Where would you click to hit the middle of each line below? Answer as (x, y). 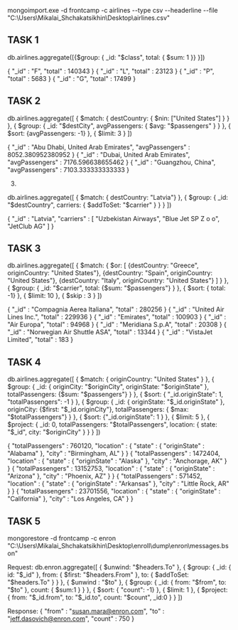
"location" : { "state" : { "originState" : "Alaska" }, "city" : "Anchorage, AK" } (117, 461)
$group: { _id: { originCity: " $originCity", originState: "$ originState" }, (108, 387)
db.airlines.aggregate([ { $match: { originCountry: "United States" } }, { (111, 379)
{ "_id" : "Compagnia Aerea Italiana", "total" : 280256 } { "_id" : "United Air (116, 309)
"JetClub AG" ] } (31, 226)
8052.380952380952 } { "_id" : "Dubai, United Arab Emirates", (99, 154)
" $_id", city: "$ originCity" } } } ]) (54, 432)
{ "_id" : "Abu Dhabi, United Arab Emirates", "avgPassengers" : (99, 147)
